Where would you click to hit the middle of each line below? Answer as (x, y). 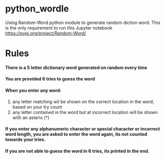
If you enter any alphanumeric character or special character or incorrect (82, 129)
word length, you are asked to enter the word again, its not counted (76, 134)
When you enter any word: (33, 90)
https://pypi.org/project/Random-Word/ (46, 33)
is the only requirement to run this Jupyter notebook (59, 27)
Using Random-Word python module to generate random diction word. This (83, 22)
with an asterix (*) (31, 117)
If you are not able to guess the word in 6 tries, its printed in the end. (77, 151)
